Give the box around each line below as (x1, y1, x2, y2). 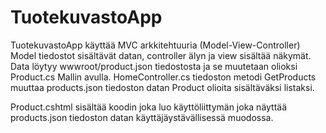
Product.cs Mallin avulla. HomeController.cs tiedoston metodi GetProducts (10, 71, 317, 83)
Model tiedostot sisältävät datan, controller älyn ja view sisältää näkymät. (10, 49, 312, 61)
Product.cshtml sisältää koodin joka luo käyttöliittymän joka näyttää (10, 101, 288, 113)
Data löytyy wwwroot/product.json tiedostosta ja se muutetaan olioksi (10, 60, 298, 72)
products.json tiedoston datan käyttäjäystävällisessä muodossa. (10, 111, 274, 123)
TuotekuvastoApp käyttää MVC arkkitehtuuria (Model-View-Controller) (10, 39, 301, 51)
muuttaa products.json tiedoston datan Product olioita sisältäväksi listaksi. (10, 81, 315, 93)
